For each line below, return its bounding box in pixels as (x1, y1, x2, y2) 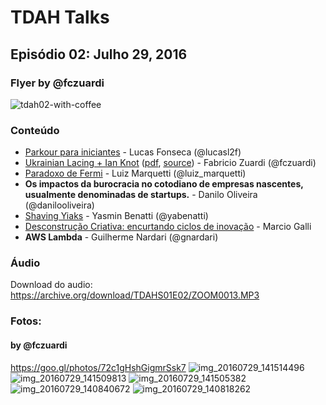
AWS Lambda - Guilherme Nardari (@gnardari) (24, 231, 219, 243)
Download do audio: (10, 279, 93, 291)
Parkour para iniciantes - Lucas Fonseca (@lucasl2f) (24, 146, 242, 158)
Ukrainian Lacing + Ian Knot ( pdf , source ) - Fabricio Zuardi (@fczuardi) (24, 157, 317, 169)
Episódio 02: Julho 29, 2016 (10, 46, 188, 63)
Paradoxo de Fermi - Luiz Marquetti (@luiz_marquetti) (24, 167, 247, 180)
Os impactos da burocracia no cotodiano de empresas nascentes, (24, 178, 304, 190)
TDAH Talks (10, 6, 110, 29)
